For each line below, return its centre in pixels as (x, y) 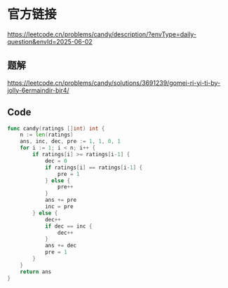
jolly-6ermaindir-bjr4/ (38, 90)
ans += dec (61, 246)
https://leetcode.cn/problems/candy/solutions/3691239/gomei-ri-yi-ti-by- (114, 83)
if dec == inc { (68, 226)
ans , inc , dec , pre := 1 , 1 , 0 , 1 (70, 142)
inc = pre (59, 207)
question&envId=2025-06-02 (50, 41)
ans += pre (61, 200)
